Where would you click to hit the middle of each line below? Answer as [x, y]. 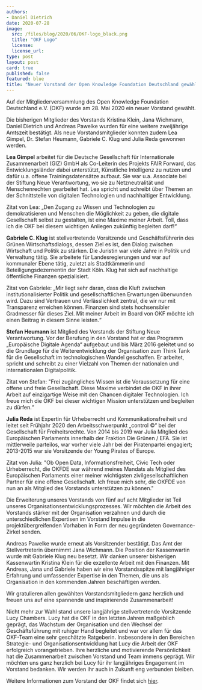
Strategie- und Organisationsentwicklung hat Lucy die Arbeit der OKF [92, 644]
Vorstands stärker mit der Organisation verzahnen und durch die [86, 513]
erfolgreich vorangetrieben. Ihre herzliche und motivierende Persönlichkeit [99, 650]
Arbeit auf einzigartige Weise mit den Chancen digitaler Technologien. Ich [98, 394]
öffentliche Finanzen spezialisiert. [48, 276]
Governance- [179, 525]
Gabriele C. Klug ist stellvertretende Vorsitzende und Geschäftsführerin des [100, 238]
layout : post [23, 62]
